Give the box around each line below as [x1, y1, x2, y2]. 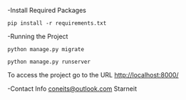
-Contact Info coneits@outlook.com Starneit [7, 84, 138, 93]
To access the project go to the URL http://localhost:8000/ [7, 71, 180, 79]
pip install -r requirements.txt [7, 20, 107, 27]
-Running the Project [7, 32, 68, 40]
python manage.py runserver [7, 58, 91, 65]
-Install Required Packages [7, 6, 87, 14]
